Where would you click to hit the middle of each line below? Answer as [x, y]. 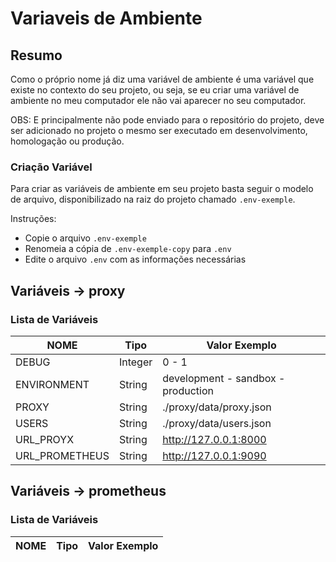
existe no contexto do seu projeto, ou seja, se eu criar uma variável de [155, 90]
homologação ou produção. [67, 141]
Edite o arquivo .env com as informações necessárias [135, 259]
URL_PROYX [45, 439]
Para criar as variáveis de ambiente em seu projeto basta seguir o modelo [162, 189]
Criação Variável [51, 167]
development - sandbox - [224, 378]
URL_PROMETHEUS [62, 455]
